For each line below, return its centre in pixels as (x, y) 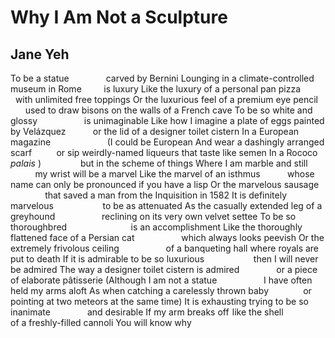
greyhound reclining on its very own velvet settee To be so (153, 216)
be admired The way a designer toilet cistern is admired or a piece (164, 269)
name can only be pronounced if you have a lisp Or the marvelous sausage (165, 184)
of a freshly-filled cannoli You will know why (101, 322)
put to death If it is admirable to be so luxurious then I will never (164, 259)
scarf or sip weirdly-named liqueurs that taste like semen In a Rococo (164, 152)
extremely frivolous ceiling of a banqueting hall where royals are (165, 248)
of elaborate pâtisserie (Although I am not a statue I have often (161, 280)
